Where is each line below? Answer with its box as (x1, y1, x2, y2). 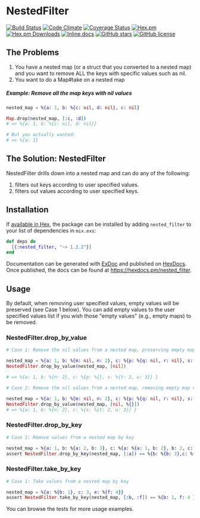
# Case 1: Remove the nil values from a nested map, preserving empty (6, 347, 185, 353)
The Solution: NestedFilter (6, 154, 106, 164)
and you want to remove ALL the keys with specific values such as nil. (14, 70, 187, 77)
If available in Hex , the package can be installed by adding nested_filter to (6, 221, 192, 228)
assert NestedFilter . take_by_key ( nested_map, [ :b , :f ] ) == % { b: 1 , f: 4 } (6, 495, 196, 501)
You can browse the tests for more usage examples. (6, 505, 134, 513)
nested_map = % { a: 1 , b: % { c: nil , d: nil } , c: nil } (6, 104, 140, 111)
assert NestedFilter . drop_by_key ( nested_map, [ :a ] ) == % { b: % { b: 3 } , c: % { (6, 451, 196, 457)
